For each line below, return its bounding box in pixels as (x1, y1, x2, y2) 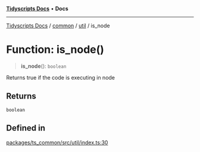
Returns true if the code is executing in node (6, 74, 115, 81)
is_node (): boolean (20, 62, 67, 69)
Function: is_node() (6, 43, 104, 56)
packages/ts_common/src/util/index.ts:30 (6, 139, 108, 146)
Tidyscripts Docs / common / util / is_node (6, 22, 110, 29)
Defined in (6, 123, 46, 133)
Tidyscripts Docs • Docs (6, 5, 68, 12)
